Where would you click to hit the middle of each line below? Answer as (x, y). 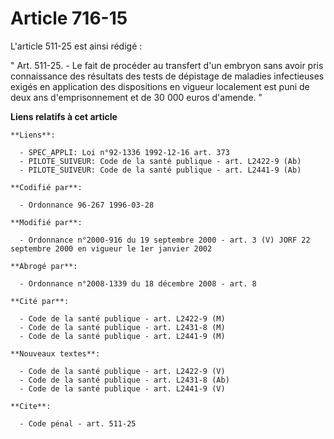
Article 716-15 (69, 18)
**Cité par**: (40, 301)
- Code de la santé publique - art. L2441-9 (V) (122, 388)
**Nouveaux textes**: (55, 353)
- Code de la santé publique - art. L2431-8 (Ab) (124, 380)
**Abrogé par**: (44, 266)
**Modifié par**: (46, 222)
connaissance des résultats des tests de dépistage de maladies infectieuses (167, 76)
